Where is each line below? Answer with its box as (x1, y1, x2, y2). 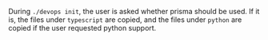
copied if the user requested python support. (8, 24, 157, 32)
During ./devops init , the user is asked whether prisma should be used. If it (8, 7, 260, 16)
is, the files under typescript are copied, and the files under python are (8, 15, 242, 24)
